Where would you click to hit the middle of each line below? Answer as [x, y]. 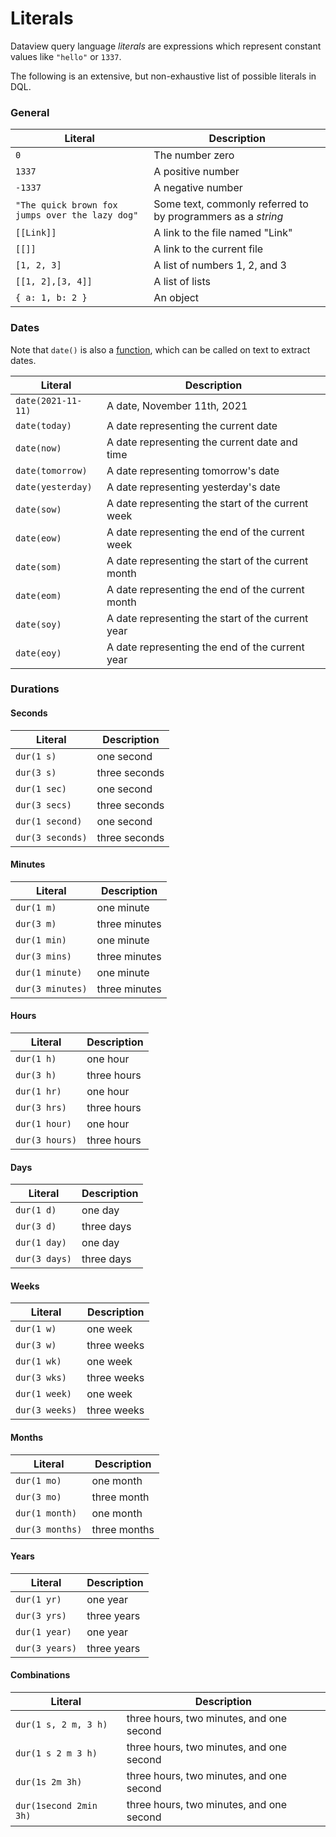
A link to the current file [208, 249]
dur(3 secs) [44, 805]
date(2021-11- [49, 400]
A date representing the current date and [202, 442]
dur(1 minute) [49, 972]
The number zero [194, 155]
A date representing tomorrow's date [193, 470]
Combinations [40, 1675]
